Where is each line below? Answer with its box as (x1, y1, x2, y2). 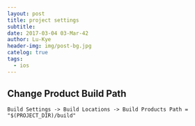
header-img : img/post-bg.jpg (7, 42, 92, 49)
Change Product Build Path (7, 88, 127, 100)
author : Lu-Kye (7, 36, 52, 43)
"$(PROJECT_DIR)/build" (7, 112, 77, 119)
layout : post (7, 10, 45, 17)
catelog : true (7, 49, 49, 56)
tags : (7, 56, 23, 63)
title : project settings (7, 17, 79, 24)
